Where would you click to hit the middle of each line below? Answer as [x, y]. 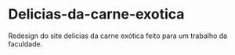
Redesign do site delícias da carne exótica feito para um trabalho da [118, 36]
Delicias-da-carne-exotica [96, 14]
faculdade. [25, 43]
